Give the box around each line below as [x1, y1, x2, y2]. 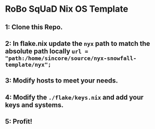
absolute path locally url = [5, 47, 89, 55]
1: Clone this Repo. [5, 23, 63, 31]
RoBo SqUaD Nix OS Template [5, 3, 129, 15]
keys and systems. [5, 101, 64, 109]
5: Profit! [5, 117, 33, 126]
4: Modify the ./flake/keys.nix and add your [5, 93, 144, 101]
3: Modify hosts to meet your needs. [5, 77, 118, 85]
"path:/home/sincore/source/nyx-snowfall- [5, 55, 137, 62]
